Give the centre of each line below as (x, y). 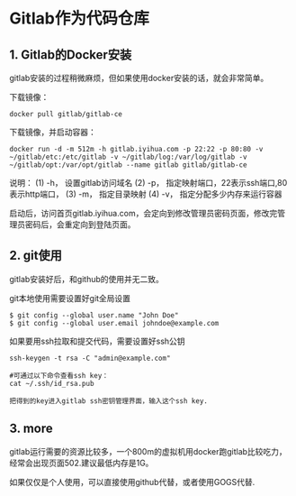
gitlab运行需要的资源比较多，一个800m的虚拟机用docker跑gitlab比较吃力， (148, 451)
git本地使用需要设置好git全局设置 (70, 298)
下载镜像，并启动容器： (53, 132)
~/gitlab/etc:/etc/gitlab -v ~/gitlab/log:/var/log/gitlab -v (128, 157)
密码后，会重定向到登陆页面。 (80, 225)
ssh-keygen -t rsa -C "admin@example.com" (90, 358)
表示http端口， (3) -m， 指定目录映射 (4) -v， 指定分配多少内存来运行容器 (146, 194)
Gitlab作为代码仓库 (80, 18)
